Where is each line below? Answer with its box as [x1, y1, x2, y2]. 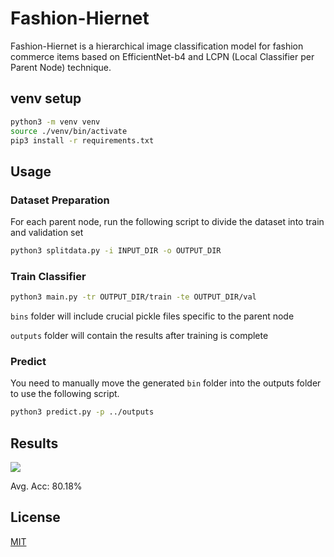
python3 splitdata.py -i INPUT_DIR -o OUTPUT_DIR [10, 246, 222, 256]
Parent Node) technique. [10, 61, 112, 73]
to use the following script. [10, 388, 120, 400]
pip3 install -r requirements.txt [10, 135, 155, 146]
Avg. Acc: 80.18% [10, 480, 83, 492]
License [10, 509, 61, 526]
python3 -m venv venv [10, 117, 101, 127]
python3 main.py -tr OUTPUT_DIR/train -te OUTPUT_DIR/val [10, 292, 257, 302]
